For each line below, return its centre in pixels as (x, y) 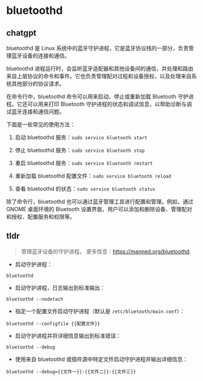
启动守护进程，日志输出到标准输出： (60, 287)
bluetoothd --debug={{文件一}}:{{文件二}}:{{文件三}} (71, 372)
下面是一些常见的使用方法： (41, 124)
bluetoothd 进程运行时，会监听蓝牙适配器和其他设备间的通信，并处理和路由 (100, 68)
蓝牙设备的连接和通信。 (40, 56)
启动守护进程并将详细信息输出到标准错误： (68, 336)
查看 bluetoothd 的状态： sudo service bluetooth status (85, 189)
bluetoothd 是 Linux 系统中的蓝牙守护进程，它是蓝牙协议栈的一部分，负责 (98, 48)
